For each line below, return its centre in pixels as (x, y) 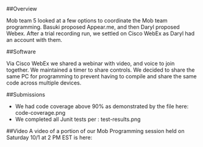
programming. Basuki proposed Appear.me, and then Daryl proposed (93, 27)
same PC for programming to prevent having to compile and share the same (101, 76)
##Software (21, 52)
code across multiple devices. (44, 83)
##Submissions (26, 94)
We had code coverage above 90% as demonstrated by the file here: (102, 106)
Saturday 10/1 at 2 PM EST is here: (49, 137)
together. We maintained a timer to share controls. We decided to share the (101, 70)
